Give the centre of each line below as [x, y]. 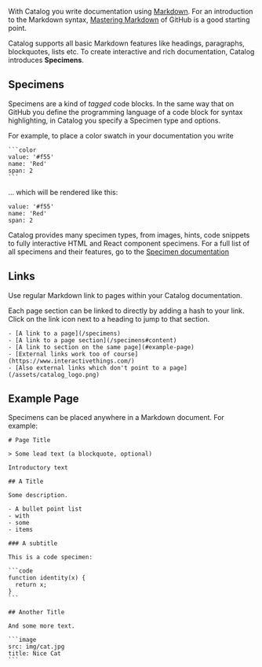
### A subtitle [33, 544]
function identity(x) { [47, 578]
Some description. [38, 496]
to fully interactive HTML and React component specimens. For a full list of [129, 243]
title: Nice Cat [35, 654]
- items [21, 530]
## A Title [26, 482]
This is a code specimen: [50, 558]
